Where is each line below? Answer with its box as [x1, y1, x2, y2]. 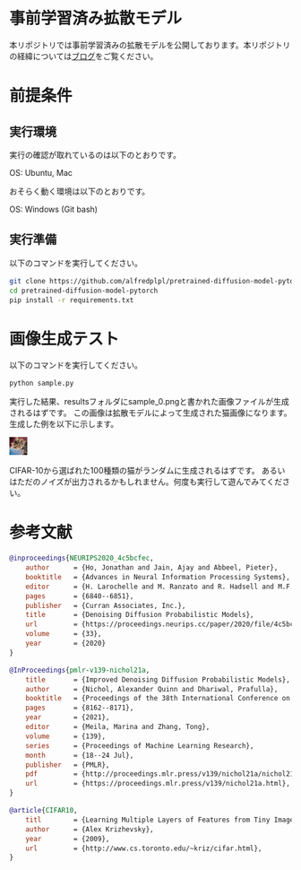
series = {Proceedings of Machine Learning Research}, [25, 741, 254, 750]
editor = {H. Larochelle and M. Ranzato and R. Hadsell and [25, 582, 275, 591]
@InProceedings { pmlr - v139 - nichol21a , [9, 666, 150, 674]
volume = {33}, [25, 630, 102, 639]
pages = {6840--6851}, [25, 591, 134, 601]
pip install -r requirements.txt [9, 295, 134, 305]
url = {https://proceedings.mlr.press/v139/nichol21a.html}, [25, 779, 291, 788]
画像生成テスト [9, 328, 120, 349]
